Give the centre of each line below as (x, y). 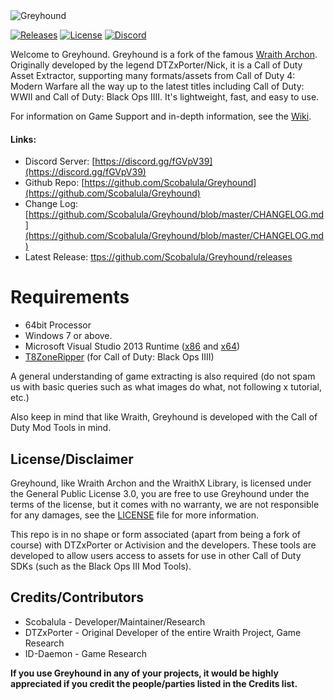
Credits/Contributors (77, 597)
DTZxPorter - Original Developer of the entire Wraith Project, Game (163, 632)
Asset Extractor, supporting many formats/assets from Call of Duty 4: (153, 75)
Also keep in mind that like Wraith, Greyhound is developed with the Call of (164, 417)
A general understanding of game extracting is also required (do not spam (163, 376)
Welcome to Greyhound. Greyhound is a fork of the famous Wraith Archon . (164, 54)
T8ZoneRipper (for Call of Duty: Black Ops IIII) (119, 357)
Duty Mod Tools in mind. (61, 428)
